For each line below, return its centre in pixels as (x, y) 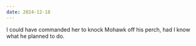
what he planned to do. (36, 36)
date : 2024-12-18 (28, 12)
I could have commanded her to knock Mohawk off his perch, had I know (98, 29)
